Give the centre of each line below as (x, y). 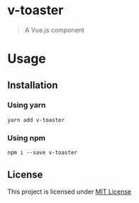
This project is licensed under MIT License (69, 192)
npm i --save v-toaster (43, 153)
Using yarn (27, 105)
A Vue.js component (55, 30)
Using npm (27, 137)
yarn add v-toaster (36, 120)
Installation (33, 85)
